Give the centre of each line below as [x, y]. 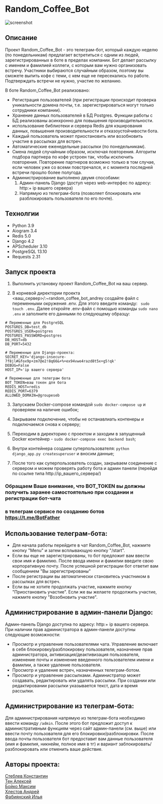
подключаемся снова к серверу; [46, 424]
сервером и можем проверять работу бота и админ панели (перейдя [84, 468]
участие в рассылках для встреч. [47, 141]
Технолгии [22, 214]
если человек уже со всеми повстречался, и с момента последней [82, 167]
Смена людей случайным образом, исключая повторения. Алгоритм [84, 151]
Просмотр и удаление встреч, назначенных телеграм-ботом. [76, 670]
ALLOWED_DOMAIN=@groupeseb [32, 396]
